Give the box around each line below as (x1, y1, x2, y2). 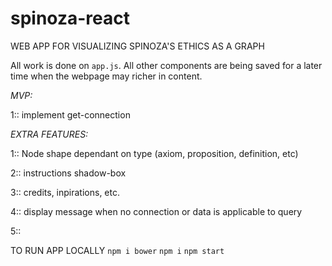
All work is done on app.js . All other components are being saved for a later (10, 59, 323, 71)
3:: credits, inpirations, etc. (10, 186, 121, 198)
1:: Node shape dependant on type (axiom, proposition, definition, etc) (10, 147, 299, 159)
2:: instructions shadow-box (10, 167, 127, 179)
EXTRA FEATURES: (10, 128, 89, 140)
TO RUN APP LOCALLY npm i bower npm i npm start (10, 244, 225, 256)
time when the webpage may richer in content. (10, 70, 203, 82)
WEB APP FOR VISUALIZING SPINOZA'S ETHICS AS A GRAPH (10, 40, 265, 52)
